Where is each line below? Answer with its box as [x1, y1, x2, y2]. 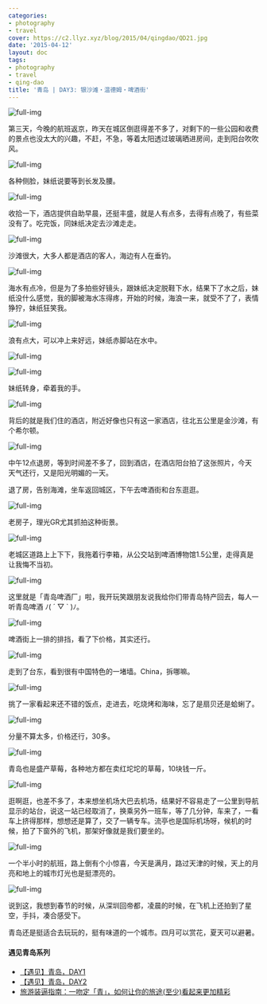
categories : [8, 11, 48, 20]
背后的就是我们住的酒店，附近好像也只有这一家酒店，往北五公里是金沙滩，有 [8, 416, 259, 426]
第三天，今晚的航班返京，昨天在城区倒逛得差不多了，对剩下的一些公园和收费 [8, 124, 259, 134]
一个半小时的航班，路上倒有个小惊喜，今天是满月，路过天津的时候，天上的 [8, 858, 252, 869]
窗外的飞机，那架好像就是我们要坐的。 [42, 826, 168, 836]
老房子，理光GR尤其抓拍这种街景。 [8, 517, 123, 527]
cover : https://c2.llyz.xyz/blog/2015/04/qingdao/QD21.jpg [8, 33, 208, 42]
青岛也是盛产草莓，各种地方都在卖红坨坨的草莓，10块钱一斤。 [8, 764, 211, 774]
